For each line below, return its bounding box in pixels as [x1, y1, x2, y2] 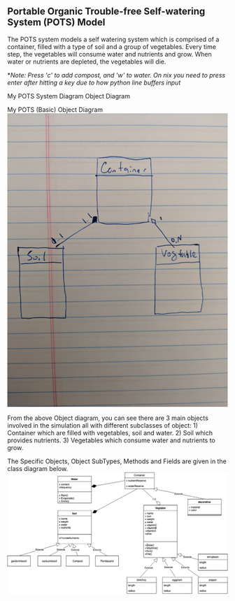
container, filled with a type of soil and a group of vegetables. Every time [7, 42, 217, 51]
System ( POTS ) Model [7, 17, 106, 29]
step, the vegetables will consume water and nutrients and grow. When [7, 50, 212, 58]
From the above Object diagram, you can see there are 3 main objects [7, 414, 208, 422]
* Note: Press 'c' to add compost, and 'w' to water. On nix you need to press [7, 71, 226, 79]
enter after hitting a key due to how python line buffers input [7, 78, 181, 87]
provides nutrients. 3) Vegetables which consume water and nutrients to [7, 436, 215, 444]
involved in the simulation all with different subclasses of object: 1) [7, 421, 198, 429]
